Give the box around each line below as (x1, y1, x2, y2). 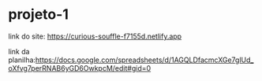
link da (8, 46, 30, 56)
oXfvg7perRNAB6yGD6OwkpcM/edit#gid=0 (8, 63, 152, 72)
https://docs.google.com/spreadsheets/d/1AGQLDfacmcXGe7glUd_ (35, 55, 254, 64)
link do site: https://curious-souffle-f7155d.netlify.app (8, 31, 182, 41)
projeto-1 (8, 6, 69, 24)
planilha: (8, 55, 36, 64)
